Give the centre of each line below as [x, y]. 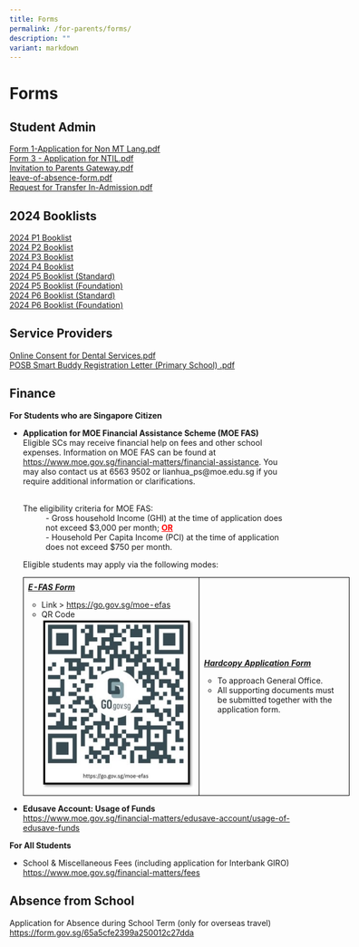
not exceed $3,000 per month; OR [109, 527]
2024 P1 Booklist [41, 238]
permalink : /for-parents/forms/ [70, 29]
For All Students [40, 845]
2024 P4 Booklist [42, 266]
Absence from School [72, 901]
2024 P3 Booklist [42, 257]
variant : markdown [44, 48]
